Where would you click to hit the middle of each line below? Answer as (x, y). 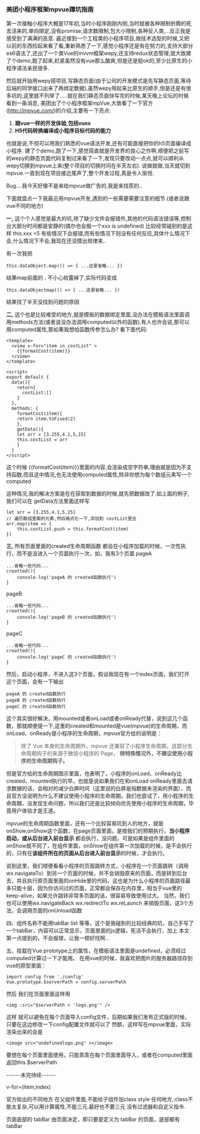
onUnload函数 (65, 911)
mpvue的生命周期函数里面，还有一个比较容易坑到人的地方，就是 (85, 824)
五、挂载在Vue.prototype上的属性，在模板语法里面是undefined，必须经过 (96, 951)
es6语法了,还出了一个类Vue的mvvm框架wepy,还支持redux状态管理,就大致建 (99, 53)
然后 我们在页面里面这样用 (38, 994)
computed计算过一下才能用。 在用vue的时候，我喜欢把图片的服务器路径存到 (99, 958)
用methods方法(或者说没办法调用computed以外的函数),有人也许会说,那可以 (98, 322)
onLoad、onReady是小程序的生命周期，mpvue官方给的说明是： (84, 733)
